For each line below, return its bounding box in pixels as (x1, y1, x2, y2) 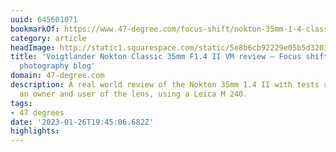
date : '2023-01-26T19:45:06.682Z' (10, 117, 155, 127)
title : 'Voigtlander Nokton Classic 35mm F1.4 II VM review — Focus (10, 52, 302, 62)
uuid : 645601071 (10, 14, 78, 25)
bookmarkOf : (10, 24, 60, 34)
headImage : (10, 42, 56, 53)
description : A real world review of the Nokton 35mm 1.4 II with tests (10, 80, 320, 90)
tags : (10, 98, 33, 108)
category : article (10, 33, 87, 43)
